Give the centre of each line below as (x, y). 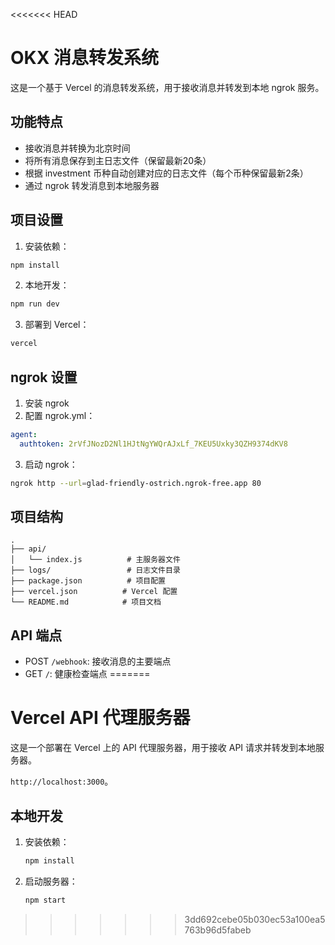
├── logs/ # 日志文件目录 (95, 570)
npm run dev (35, 304)
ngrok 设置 (44, 377)
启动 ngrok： (51, 464)
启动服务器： (51, 881)
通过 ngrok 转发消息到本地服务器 (92, 185)
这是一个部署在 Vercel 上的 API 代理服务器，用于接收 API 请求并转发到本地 (163, 748)
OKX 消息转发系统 (85, 58)
